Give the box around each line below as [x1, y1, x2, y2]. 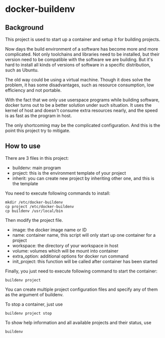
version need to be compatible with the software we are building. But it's [5, 57, 153, 63]
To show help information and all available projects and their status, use [5, 319, 152, 326]
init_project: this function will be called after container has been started [12, 258, 158, 264]
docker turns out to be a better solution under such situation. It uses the [5, 102, 152, 108]
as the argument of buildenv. [5, 291, 64, 297]
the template [12, 180, 39, 187]
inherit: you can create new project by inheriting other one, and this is [12, 175, 155, 181]
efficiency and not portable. [5, 87, 62, 93]
